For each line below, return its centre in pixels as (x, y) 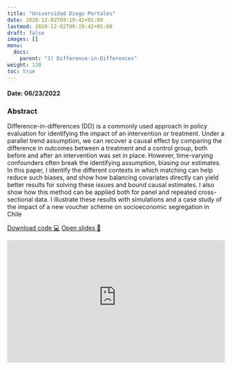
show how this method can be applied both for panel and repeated (102, 192)
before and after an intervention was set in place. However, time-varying (110, 155)
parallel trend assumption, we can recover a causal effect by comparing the (115, 141)
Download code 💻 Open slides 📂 (54, 228)
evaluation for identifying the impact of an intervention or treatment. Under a (116, 134)
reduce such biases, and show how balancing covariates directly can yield (113, 177)
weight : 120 (24, 65)
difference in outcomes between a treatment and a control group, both (107, 148)
